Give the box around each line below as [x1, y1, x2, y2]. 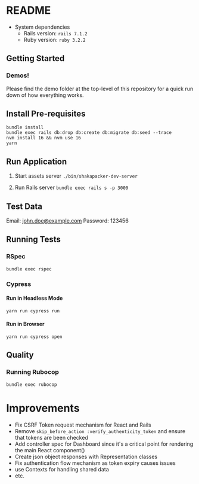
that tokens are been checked [14, 434, 88, 441]
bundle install [6, 124, 44, 130]
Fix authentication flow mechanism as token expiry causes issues [14, 459, 176, 467]
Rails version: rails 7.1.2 [23, 29, 88, 36]
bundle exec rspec [6, 266, 52, 272]
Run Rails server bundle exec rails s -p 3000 [14, 184, 129, 191]
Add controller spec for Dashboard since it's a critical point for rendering [14, 440, 194, 448]
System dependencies [14, 23, 70, 31]
